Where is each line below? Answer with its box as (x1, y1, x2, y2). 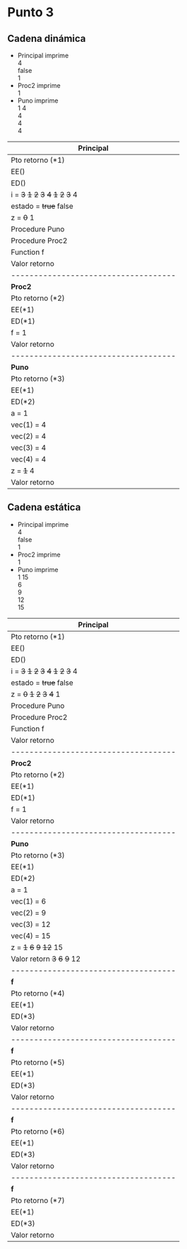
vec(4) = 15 (11, 930, 51, 940)
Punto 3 (7, 4, 54, 21)
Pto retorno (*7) (11, 1195, 65, 1205)
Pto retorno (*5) (11, 1057, 65, 1067)
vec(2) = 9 (11, 908, 47, 918)
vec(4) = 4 (11, 455, 47, 464)
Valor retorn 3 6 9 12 (11, 954, 81, 964)
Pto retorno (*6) (11, 1127, 65, 1136)
